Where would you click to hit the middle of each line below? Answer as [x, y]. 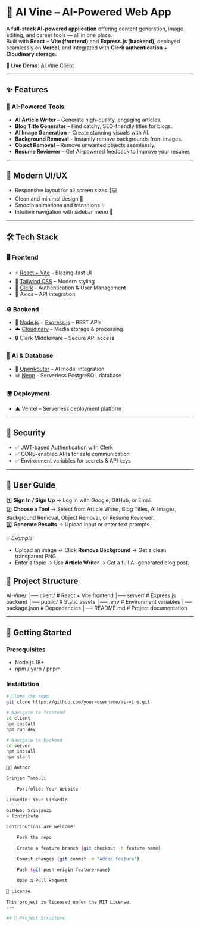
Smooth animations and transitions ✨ [60, 205]
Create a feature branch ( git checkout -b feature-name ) [89, 848]
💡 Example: [20, 538]
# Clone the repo [28, 697]
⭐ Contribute [23, 816]
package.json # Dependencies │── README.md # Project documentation [97, 608]
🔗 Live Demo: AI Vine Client [40, 65]
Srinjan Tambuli [26, 778]
